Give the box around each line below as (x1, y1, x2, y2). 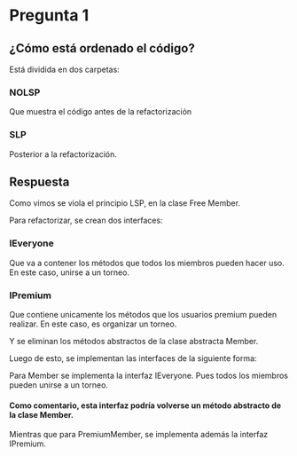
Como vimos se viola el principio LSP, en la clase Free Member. (9, 198, 241, 208)
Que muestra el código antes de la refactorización (9, 106, 192, 117)
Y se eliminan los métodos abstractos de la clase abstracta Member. (9, 336, 259, 346)
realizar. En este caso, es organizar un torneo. (9, 318, 177, 329)
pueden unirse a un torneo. (9, 380, 109, 390)
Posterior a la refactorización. (9, 148, 117, 160)
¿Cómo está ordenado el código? (9, 41, 195, 56)
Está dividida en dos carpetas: (9, 64, 120, 75)
